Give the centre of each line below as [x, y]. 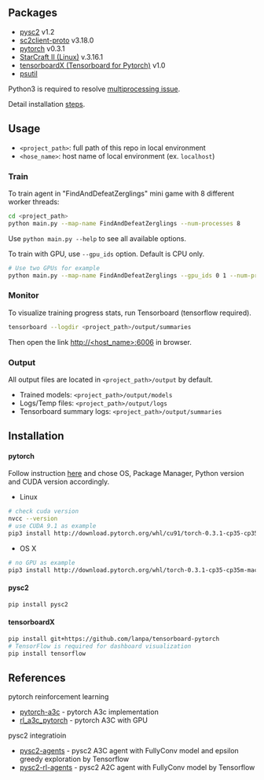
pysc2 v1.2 [37, 31]
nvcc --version [33, 519]
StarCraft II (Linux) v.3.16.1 [61, 57]
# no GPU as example [42, 562]
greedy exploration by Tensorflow [74, 759]
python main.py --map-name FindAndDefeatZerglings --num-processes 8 [125, 223]
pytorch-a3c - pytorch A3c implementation [89, 712]
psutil [28, 73]
